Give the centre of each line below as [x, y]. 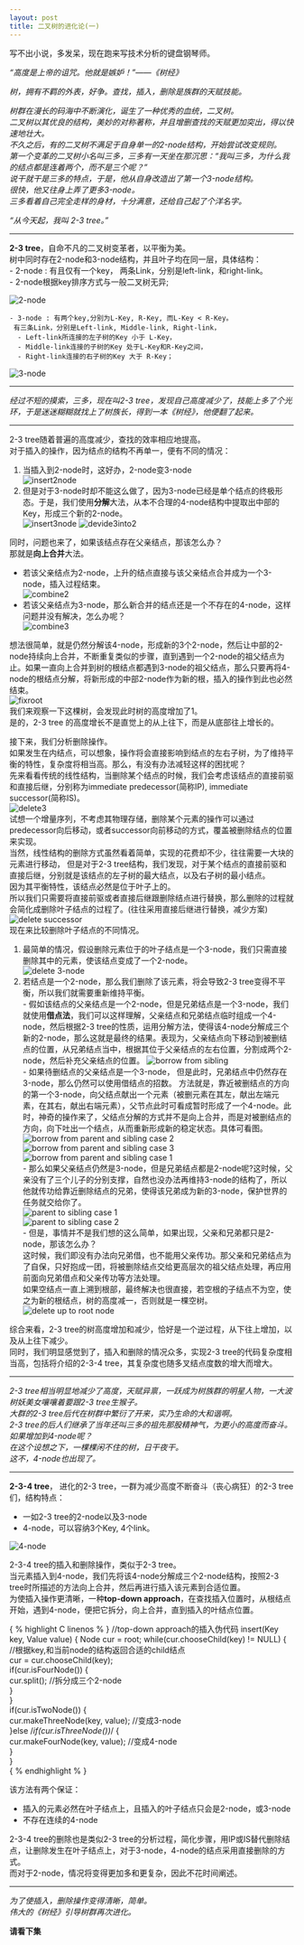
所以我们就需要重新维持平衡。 [94, 992]
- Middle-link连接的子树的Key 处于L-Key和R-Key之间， [112, 347]
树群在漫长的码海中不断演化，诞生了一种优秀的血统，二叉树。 [124, 110]
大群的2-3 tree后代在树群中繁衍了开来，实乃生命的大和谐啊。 [123, 1413]
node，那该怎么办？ [60, 1244]
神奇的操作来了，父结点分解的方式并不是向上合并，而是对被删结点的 [165, 1117]
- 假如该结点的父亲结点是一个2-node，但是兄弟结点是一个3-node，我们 [156, 1004]
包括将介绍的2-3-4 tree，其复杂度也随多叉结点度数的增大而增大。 [155, 1363]
